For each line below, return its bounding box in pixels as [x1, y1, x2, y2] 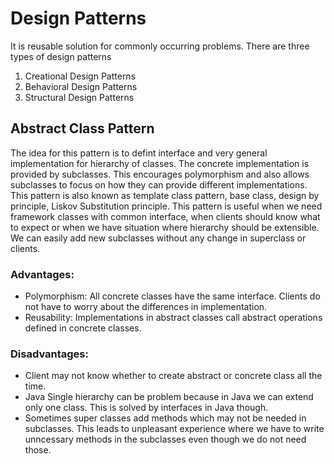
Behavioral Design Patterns [24, 80, 138, 92]
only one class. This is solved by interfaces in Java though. [24, 402, 269, 414]
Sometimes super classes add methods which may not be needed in [24, 412, 307, 424]
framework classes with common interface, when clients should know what [10, 210, 321, 222]
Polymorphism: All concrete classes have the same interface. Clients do [24, 290, 321, 302]
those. [24, 444, 52, 456]
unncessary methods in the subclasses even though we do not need [24, 433, 307, 446]
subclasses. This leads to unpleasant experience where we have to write [24, 423, 325, 435]
